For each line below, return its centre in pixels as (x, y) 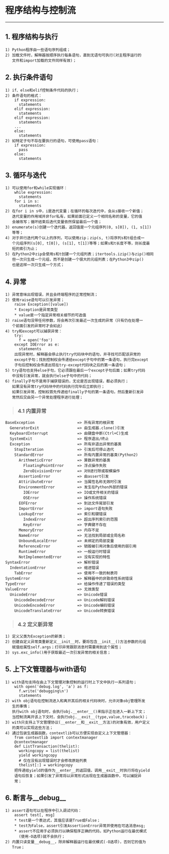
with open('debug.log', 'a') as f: (52, 687)
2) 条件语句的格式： (24, 96)
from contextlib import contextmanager (56, 737)
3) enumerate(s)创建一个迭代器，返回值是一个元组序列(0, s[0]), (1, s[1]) (78, 227)
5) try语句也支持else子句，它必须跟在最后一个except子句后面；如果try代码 (75, 371)
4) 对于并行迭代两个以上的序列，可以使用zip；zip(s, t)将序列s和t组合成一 (75, 238)
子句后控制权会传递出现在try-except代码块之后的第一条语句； (70, 365)
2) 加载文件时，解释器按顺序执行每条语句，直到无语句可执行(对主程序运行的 (73, 55)
